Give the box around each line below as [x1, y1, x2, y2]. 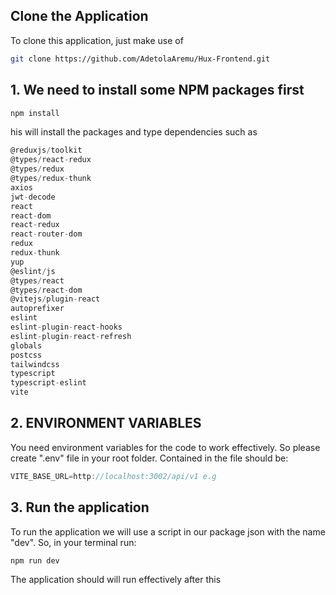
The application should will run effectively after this [10, 574, 222, 586]
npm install [10, 108, 60, 118]
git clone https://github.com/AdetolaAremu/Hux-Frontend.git [10, 54, 271, 64]
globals [10, 340, 43, 351]
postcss [10, 350, 43, 360]
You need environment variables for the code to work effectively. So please [10, 441, 321, 453]
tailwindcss [10, 359, 60, 369]
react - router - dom [10, 229, 83, 239]
